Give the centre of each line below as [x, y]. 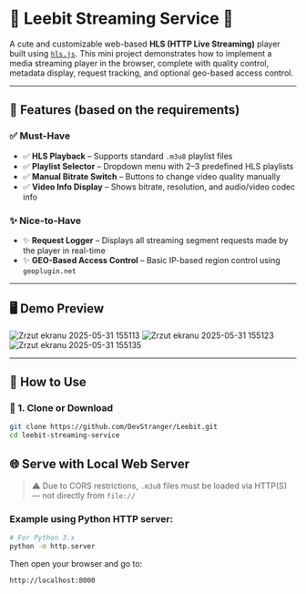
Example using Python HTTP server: [92, 518]
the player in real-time [64, 251]
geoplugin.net [49, 271]
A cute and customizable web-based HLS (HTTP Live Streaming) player [145, 44]
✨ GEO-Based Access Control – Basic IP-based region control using [151, 260]
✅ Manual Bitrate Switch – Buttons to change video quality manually [151, 176]
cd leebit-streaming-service [65, 435]
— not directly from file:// [83, 495]
